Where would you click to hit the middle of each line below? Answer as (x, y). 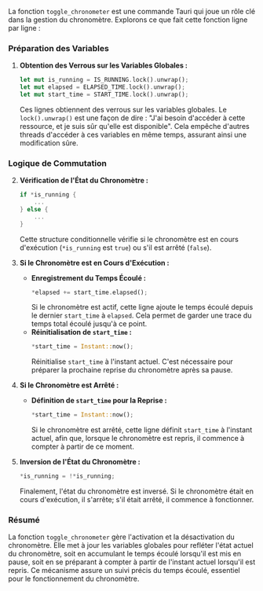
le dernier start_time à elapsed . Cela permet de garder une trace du (141, 316)
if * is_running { (48, 195)
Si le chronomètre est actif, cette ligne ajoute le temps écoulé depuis (142, 307)
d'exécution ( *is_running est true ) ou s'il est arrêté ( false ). (115, 248)
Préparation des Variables (59, 48)
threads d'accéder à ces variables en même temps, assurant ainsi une (133, 134)
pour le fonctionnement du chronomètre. (74, 579)
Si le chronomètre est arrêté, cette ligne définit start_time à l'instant (142, 430)
